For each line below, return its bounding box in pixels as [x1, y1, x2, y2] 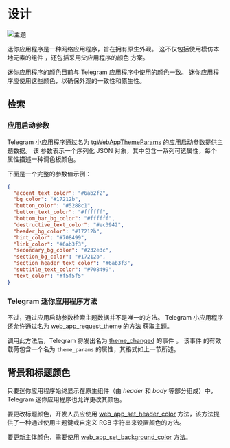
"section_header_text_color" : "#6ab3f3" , [13, 260, 134, 267]
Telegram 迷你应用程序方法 [7, 296, 97, 306]
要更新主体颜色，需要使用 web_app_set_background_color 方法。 [7, 433, 192, 441]
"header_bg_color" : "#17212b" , [13, 228, 103, 235]
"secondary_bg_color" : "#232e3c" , [13, 247, 112, 254]
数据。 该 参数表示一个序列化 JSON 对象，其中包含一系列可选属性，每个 [12, 146, 217, 154]
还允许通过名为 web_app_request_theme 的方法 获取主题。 [7, 322, 174, 330]
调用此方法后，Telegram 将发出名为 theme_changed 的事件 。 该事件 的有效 [7, 336, 222, 344]
